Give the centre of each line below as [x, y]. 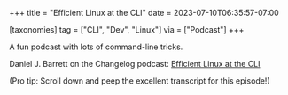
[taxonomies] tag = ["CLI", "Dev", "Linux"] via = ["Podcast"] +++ [127, 29]
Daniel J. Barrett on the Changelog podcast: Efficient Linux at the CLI [135, 64]
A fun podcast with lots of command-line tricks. [96, 47]
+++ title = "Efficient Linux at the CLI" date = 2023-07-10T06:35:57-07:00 [144, 13]
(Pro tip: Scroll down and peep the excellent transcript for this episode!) [140, 81]
